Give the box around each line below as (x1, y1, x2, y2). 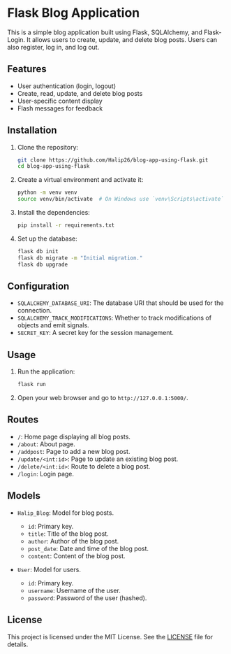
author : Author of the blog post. (27, 536, 119, 545)
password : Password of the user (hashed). (27, 593, 147, 602)
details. (7, 640, 29, 648)
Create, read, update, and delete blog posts (17, 89, 143, 97)
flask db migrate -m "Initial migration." (17, 254, 143, 262)
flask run (17, 381, 47, 388)
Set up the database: (17, 234, 78, 243)
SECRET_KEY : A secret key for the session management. (17, 329, 174, 337)
